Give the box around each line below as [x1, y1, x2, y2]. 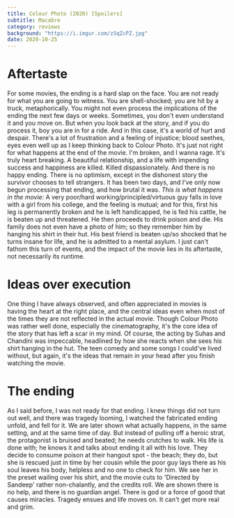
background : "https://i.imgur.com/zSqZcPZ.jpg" [7, 29, 148, 37]
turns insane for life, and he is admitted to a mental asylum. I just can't [7, 238, 209, 246]
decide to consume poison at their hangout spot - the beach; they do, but [7, 450, 218, 459]
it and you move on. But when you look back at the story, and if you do [7, 119, 210, 128]
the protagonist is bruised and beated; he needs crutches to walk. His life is [7, 436, 224, 444]
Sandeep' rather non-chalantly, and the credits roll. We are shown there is [7, 480, 219, 489]
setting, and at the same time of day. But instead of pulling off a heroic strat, [7, 428, 226, 436]
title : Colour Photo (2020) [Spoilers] [7, 10, 123, 17]
